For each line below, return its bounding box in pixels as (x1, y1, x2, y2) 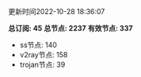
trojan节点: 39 (19, 60, 66, 69)
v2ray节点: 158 (19, 50, 68, 59)
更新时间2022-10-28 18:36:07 (8, 7, 105, 16)
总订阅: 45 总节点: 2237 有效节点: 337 (8, 24, 133, 33)
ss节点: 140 (19, 40, 58, 49)
